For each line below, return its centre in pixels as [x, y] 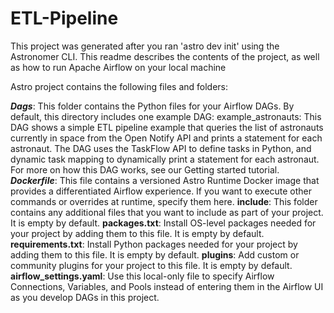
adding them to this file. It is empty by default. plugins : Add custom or [155, 254]
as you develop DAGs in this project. [85, 297]
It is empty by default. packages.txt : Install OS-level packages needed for [163, 223]
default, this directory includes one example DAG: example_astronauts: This [166, 116]
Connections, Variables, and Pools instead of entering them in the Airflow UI [167, 286]
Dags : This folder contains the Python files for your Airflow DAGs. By [152, 106]
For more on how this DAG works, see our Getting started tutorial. [145, 169]
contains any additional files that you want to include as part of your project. [167, 212]
